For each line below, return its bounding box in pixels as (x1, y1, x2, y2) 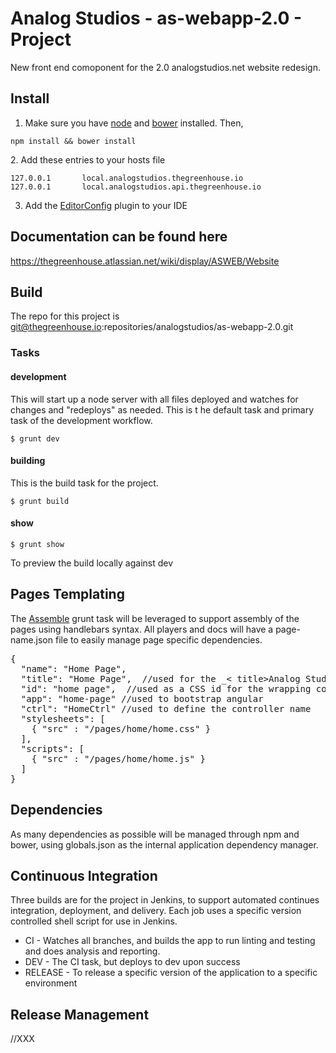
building (10, 455, 46, 467)
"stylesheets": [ (20, 713, 106, 724)
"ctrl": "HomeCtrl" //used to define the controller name (20, 703, 312, 714)
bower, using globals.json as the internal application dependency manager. (10, 838, 319, 851)
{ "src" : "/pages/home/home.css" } (31, 723, 212, 734)
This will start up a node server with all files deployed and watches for (10, 393, 299, 405)
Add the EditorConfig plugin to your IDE (24, 199, 188, 211)
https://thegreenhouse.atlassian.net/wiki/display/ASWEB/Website (10, 255, 280, 267)
